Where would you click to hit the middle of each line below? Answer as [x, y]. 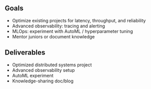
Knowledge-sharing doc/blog [43, 81]
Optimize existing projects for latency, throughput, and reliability [79, 20]
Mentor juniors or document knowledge [53, 36]
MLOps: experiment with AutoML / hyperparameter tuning [72, 31]
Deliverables [25, 53]
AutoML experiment [33, 75]
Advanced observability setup [43, 70]
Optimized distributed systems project [52, 65]
